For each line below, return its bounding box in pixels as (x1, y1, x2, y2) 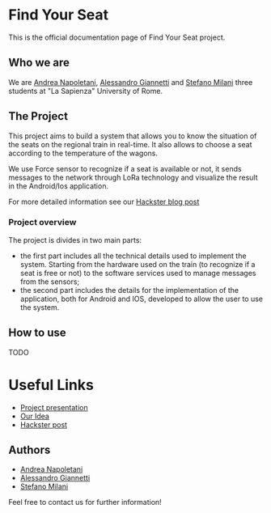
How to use (8, 326, 66, 340)
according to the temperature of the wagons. (8, 148, 158, 158)
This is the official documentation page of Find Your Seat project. (8, 32, 226, 42)
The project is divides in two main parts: (8, 235, 142, 244)
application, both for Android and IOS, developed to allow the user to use (19, 294, 264, 303)
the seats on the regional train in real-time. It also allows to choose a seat (8, 139, 252, 149)
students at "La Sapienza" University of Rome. (8, 86, 163, 95)
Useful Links (8, 375, 95, 394)
